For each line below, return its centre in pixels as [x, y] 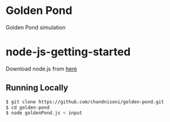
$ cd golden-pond [28, 107]
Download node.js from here [41, 69]
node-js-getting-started [68, 52]
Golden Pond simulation [36, 27]
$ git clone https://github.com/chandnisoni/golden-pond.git [85, 102]
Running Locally [37, 88]
